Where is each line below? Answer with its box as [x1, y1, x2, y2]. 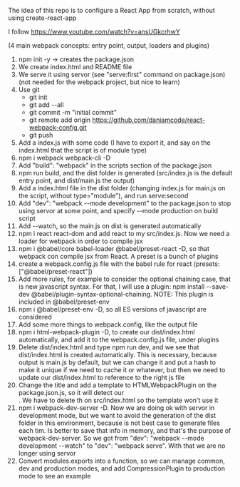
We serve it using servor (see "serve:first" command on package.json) [18, 71, 226, 78]
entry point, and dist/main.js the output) [18, 176, 135, 185]
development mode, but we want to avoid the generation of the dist [18, 411, 216, 419]
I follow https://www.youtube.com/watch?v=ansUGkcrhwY [8, 28, 180, 36]
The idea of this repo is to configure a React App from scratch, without [8, 6, 216, 14]
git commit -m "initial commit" [28, 108, 117, 116]
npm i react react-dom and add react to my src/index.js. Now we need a [18, 230, 230, 237]
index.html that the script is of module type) [18, 146, 147, 154]
